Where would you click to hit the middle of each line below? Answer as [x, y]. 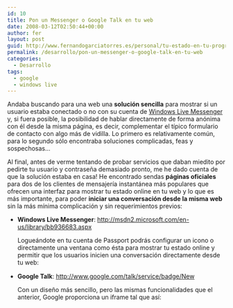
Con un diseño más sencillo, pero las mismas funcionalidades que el [115, 290]
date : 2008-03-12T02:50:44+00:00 [55, 26]
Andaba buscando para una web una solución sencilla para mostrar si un [112, 104]
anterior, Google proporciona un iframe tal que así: [89, 297]
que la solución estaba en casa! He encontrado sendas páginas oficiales [112, 177]
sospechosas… [29, 148]
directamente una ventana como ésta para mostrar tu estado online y [116, 248]
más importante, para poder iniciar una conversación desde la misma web [115, 199]
